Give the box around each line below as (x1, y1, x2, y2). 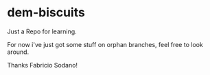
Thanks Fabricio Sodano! (7, 61, 78, 69)
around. (7, 48, 30, 56)
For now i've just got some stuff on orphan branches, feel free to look (7, 40, 204, 48)
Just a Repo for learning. (7, 27, 77, 35)
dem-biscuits (7, 5, 86, 20)
